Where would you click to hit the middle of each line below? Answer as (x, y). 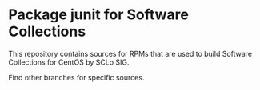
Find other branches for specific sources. (76, 77)
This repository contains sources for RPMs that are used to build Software (130, 53)
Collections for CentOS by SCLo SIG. (69, 62)
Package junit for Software (99, 15)
